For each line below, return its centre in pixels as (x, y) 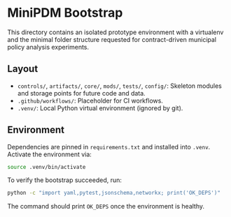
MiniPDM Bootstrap (65, 13)
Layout (23, 69)
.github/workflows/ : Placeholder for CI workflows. (90, 100)
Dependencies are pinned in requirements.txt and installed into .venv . (109, 147)
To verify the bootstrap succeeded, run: (65, 180)
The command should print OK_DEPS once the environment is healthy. (106, 207)
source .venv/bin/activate (47, 167)
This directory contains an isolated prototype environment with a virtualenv (115, 32)
